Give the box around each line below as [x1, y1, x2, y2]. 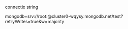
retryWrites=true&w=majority [5, 19, 64, 24]
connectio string [5, 4, 38, 10]
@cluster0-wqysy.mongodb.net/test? [47, 14, 123, 19]
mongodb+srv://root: [5, 14, 48, 19]
